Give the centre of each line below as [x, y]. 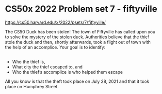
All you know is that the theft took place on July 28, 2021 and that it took [77, 81]
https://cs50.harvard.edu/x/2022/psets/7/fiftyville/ [55, 22]
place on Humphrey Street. [32, 86]
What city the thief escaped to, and [47, 67]
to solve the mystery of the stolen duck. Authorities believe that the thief [77, 37]
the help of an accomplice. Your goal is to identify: [55, 47]
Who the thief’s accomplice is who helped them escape [67, 72]
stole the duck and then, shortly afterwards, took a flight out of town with [78, 42]
